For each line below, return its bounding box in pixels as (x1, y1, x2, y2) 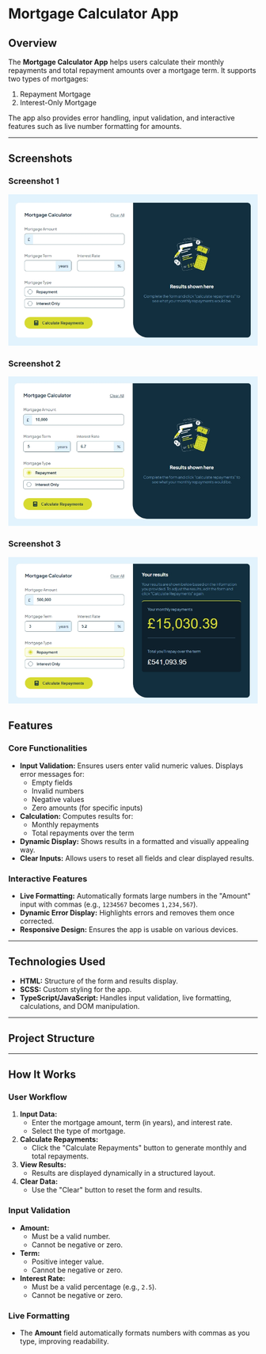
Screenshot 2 (8, 358, 61, 369)
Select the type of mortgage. (31, 1126, 126, 1136)
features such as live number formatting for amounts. (8, 122, 182, 131)
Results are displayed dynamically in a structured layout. (31, 1169, 216, 1178)
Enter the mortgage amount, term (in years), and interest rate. (31, 1118, 233, 1128)
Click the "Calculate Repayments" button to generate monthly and (31, 1143, 247, 1153)
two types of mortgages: (8, 74, 89, 83)
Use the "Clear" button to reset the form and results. (31, 1185, 203, 1195)
